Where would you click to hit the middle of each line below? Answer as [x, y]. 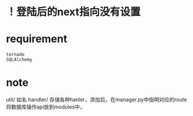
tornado [15, 55]
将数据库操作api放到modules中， [46, 107]
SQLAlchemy [19, 60]
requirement [37, 39]
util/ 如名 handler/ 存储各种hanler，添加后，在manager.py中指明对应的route [97, 100]
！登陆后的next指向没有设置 [73, 12]
